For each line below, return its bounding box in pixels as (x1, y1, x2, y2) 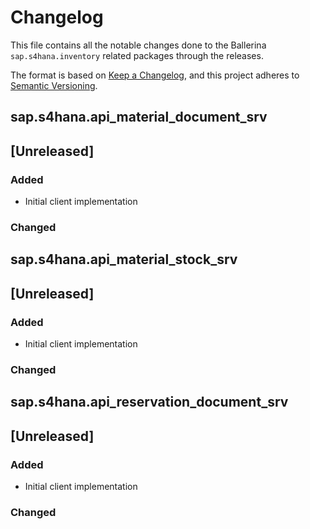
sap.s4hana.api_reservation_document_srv (10, 394, 289, 411)
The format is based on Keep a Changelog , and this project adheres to (10, 69, 300, 81)
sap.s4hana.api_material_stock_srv (10, 251, 238, 268)
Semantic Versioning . (10, 79, 98, 91)
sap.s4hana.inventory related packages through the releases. (10, 49, 264, 61)
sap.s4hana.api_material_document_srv (10, 109, 268, 126)
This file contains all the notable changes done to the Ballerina (10, 39, 267, 51)
